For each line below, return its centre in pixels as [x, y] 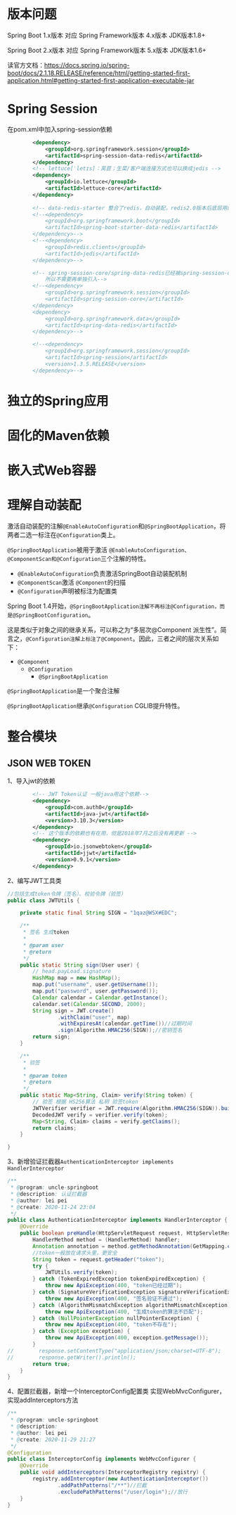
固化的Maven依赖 [59, 436]
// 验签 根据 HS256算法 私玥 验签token [85, 1102]
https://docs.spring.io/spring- [87, 65]
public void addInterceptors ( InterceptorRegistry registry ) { [113, 1472]
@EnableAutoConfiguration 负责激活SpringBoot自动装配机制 [102, 574]
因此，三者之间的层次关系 [176, 639]
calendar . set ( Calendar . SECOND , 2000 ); [89, 1004]
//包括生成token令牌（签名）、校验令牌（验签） [67, 894]
